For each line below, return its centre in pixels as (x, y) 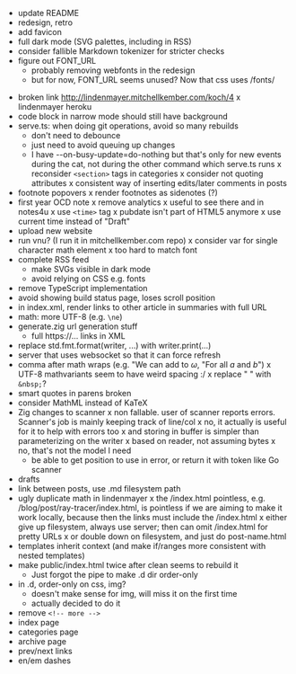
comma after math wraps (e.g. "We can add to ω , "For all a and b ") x (144, 364)
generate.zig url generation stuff (78, 326)
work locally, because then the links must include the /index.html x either (152, 517)
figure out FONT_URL (57, 61)
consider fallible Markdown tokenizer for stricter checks (121, 51)
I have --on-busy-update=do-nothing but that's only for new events (156, 155)
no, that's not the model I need (74, 450)
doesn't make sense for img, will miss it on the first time (134, 594)
